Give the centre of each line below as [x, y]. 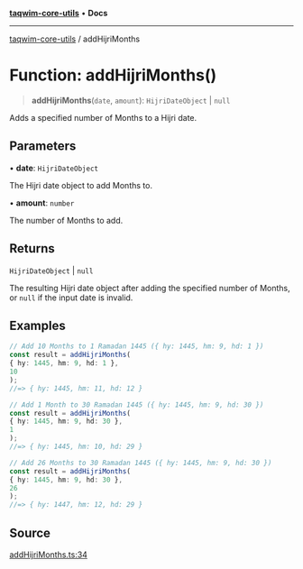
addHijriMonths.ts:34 [49, 555]
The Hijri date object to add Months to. [81, 185]
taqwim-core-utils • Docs [59, 13]
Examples [37, 325]
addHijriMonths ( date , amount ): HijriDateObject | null [131, 100]
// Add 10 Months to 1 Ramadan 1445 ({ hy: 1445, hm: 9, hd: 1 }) [137, 346]
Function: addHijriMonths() [113, 75]
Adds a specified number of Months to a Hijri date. [103, 117]
